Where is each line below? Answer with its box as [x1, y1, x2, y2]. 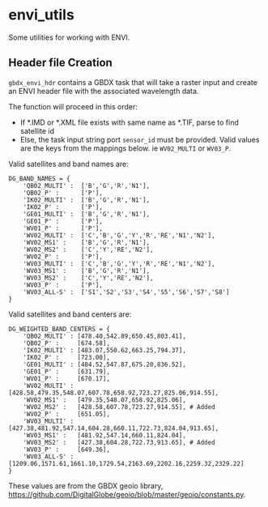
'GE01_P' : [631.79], [23, 367, 111, 376]
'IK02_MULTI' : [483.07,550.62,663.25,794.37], [23, 346, 186, 354]
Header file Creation [8, 56, 113, 70]
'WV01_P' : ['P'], [23, 224, 104, 232]
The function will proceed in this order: [8, 101, 138, 111]
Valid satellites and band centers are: [8, 309, 132, 319]
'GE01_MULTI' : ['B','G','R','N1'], [23, 210, 151, 218]
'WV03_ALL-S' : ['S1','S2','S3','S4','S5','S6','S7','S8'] [23, 288, 230, 296]
